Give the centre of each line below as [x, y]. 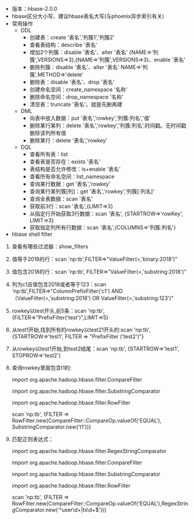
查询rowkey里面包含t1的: [42, 368]
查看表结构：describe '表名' [63, 45]
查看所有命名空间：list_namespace [72, 176]
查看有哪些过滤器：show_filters [50, 246]
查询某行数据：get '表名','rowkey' [70, 184]
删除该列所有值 [48, 133]
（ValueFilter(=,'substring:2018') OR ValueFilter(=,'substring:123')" [93, 298]
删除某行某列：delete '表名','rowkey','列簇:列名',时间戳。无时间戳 [108, 126]
